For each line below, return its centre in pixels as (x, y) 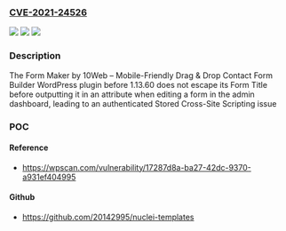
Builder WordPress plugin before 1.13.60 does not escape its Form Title (139, 84)
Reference (29, 147)
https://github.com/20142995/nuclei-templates (108, 217)
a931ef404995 (49, 177)
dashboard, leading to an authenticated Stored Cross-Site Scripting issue (143, 103)
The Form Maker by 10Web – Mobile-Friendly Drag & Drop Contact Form (141, 75)
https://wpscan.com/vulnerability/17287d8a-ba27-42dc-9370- (136, 167)
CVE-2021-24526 (48, 12)
